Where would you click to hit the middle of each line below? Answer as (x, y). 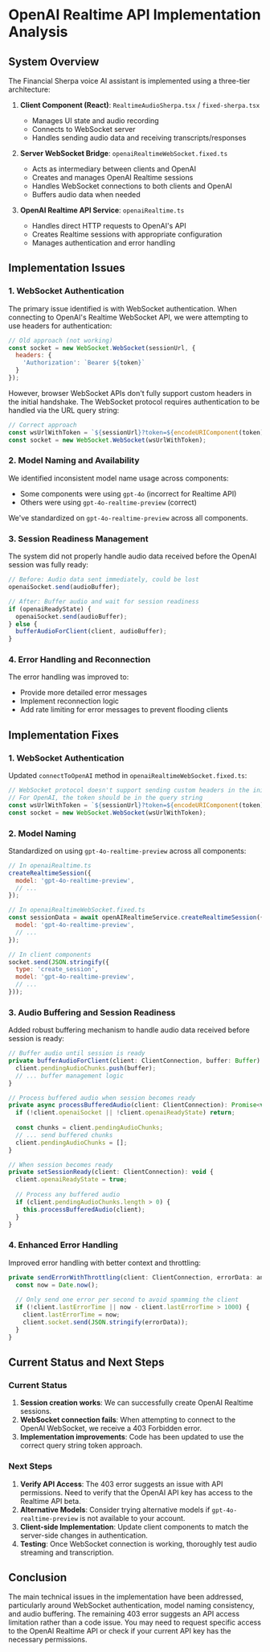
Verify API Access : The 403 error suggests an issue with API (121, 1484)
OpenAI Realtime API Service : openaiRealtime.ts (102, 210)
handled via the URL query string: (64, 410)
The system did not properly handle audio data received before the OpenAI (133, 556)
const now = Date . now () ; (57, 1285)
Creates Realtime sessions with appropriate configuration (127, 234)
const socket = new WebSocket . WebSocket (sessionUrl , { (102, 348)
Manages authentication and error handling (103, 243)
